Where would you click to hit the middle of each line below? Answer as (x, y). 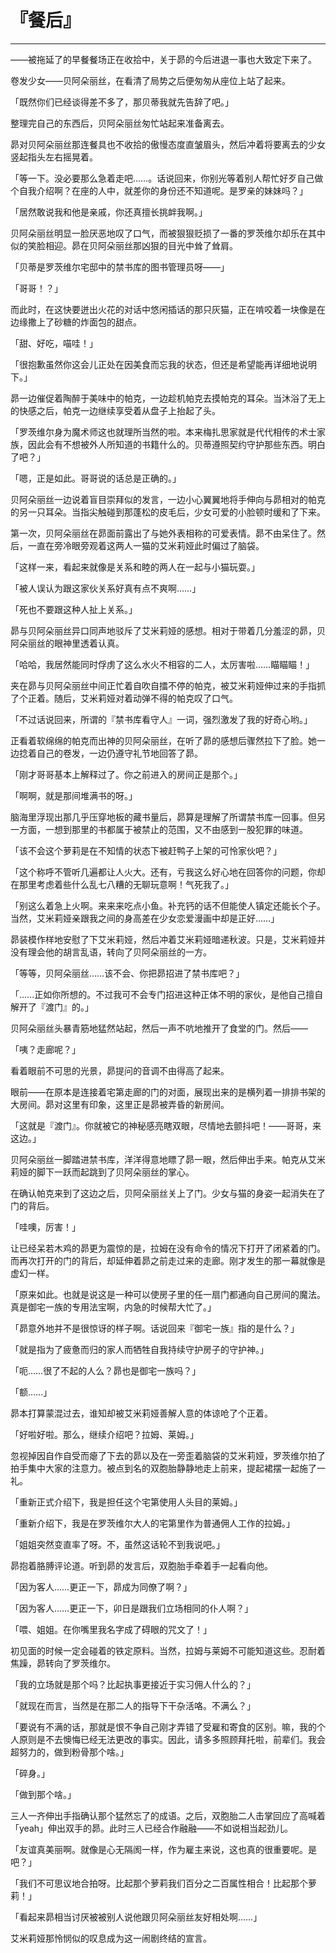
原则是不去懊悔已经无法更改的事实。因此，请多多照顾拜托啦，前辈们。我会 (172, 1739)
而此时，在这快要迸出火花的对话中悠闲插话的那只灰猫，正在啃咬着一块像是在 (168, 309)
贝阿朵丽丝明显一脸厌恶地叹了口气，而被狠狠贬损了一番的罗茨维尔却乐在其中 (168, 233)
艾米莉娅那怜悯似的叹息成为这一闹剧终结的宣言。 (111, 1938)
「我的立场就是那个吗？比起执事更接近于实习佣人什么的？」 (133, 1684)
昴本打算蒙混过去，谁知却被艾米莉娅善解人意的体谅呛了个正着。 (141, 1413)
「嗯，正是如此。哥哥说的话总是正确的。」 (96, 478)
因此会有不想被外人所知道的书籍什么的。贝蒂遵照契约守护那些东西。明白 (176, 444)
